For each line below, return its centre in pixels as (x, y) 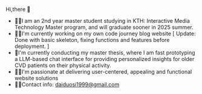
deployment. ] (32, 46)
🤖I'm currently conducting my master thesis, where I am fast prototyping (105, 53)
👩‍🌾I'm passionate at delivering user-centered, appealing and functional (103, 72)
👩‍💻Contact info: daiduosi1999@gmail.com (67, 84)
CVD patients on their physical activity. (63, 65)
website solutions (36, 78)
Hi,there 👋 (18, 9)
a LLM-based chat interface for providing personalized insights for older (104, 59)
